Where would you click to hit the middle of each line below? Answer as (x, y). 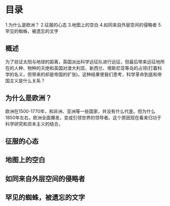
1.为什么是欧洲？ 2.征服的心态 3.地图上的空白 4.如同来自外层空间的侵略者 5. (83, 25)
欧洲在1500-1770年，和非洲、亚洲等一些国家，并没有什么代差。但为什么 (80, 111)
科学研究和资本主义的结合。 (34, 124)
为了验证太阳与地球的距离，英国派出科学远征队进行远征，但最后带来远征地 (83, 62)
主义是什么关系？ (27, 80)
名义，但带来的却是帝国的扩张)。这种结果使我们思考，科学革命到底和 (86, 74)
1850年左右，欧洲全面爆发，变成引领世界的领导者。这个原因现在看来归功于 (83, 117)
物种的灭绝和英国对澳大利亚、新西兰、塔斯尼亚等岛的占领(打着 (92, 68)
